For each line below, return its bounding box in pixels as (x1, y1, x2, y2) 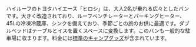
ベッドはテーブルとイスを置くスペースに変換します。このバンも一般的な (11, 27, 185, 34)
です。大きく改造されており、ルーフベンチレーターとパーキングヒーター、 (6, 12, 185, 19)
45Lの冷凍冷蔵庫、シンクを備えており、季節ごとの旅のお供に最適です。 (6, 20, 180, 26)
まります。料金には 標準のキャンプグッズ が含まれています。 (26, 35, 170, 41)
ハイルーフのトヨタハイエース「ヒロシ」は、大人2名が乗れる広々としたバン (6, 5, 190, 12)
